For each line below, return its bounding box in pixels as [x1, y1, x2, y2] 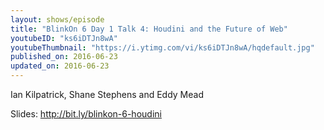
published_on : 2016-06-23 [10, 52, 118, 62]
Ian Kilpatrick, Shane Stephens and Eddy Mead [10, 89, 204, 100]
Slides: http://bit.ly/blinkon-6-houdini [10, 108, 162, 120]
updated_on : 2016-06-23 [10, 61, 110, 71]
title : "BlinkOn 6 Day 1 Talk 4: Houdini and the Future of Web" [10, 24, 288, 34]
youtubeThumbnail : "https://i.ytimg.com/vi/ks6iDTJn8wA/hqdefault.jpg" [10, 42, 315, 53]
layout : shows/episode [10, 14, 105, 25]
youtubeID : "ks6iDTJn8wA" [10, 33, 118, 43]
